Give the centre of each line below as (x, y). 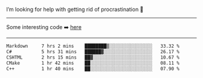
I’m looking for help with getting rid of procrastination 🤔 (75, 9)
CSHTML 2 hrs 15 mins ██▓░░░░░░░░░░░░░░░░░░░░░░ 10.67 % (93, 57)
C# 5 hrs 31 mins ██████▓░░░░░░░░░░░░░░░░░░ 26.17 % (93, 51)
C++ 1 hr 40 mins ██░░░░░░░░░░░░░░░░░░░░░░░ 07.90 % (93, 69)
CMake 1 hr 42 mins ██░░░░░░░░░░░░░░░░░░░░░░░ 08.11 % (93, 63)
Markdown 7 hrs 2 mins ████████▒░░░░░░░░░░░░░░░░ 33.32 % (93, 46)
